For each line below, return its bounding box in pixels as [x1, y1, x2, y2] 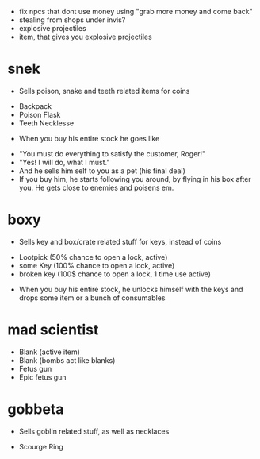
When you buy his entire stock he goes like [18, 133, 160, 143]
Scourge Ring [18, 442, 64, 451]
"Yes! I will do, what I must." [18, 157, 110, 167]
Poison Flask [18, 110, 61, 119]
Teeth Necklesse [18, 118, 75, 128]
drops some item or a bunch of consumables [18, 293, 166, 303]
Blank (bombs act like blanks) [18, 355, 116, 364]
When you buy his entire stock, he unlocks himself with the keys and [18, 284, 243, 294]
